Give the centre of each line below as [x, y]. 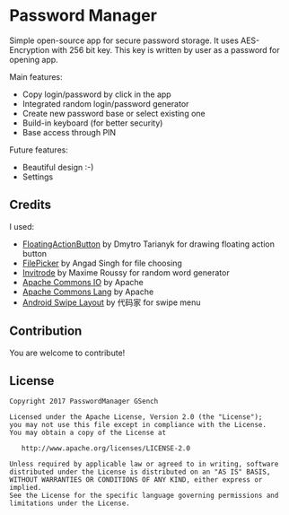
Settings [38, 177]
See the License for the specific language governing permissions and [144, 496]
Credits [31, 205]
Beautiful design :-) [58, 167]
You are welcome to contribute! [67, 353]
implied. [26, 488]
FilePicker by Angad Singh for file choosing [102, 263]
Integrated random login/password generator [105, 103]
